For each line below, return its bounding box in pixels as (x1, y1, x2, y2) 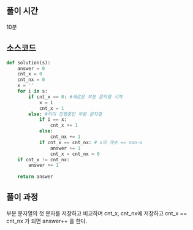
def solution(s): (6, 59, 51, 66)
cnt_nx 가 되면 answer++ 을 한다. (6, 217, 88, 224)
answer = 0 (17, 65, 45, 72)
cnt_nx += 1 (50, 134, 81, 140)
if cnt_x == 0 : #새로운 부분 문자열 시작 (28, 94, 123, 100)
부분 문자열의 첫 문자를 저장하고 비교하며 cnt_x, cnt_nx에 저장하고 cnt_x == (6, 209, 187, 217)
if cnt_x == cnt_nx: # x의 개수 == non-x (39, 139, 143, 145)
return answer (17, 174, 53, 180)
